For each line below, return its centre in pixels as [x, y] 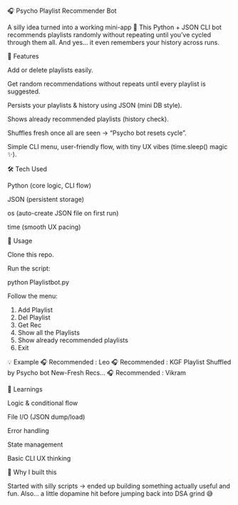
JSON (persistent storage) [46, 199]
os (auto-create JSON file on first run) [63, 213]
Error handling [29, 430]
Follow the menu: [33, 296]
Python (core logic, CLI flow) [49, 185]
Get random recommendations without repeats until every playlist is [107, 84]
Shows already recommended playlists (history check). [88, 119]
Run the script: [29, 268]
